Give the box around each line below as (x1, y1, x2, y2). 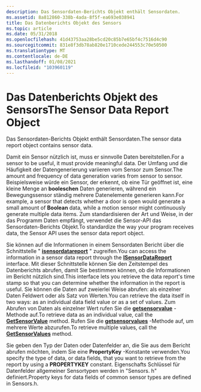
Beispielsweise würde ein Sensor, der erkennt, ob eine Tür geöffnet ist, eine (6, 179, 193, 186)
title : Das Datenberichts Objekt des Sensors (6, 20, 121, 26)
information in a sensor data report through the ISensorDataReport (6, 254, 172, 261)
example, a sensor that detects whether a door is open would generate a (6, 198, 185, 205)
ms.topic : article (6, 25, 52, 32)
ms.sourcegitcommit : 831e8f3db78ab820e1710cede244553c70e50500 (6, 42, 167, 48)
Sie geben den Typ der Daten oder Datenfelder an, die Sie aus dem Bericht (6, 342, 190, 349)
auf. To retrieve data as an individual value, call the (29, 311, 153, 318)
